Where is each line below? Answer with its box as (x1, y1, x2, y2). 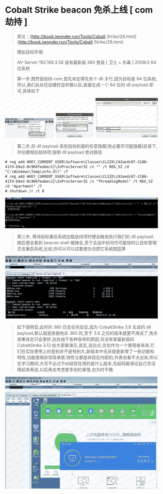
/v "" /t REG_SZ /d (89, 165, 130, 170)
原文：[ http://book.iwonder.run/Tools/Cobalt (16, 34, 106, 39)
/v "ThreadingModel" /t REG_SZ (89, 179, 153, 184)
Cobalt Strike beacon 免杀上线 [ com (5, 4, 153, 16)
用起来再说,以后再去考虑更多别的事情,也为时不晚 (16, 366, 113, 372)
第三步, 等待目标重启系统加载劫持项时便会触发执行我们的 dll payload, (16, 234, 154, 239)
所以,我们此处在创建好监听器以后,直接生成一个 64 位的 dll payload (16, 82, 148, 87)
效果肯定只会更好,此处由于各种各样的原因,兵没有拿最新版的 (16, 336, 134, 342)
